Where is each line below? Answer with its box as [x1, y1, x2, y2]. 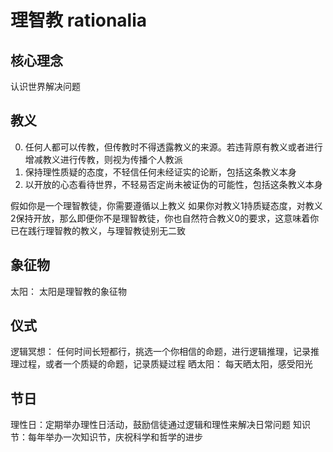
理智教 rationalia [10, 9, 148, 32]
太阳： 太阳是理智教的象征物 [10, 285, 127, 297]
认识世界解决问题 [10, 81, 81, 92]
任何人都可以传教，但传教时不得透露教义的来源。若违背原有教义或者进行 [24, 141, 323, 153]
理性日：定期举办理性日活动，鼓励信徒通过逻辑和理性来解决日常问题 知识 [10, 419, 311, 431]
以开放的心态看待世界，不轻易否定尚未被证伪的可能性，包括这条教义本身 [24, 178, 323, 190]
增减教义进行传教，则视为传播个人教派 [24, 153, 183, 165]
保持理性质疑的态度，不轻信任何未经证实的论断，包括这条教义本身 [24, 166, 297, 178]
